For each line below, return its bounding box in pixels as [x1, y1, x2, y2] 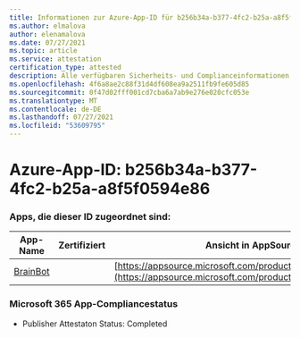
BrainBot [13, 266, 51, 278]
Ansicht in [204, 239, 250, 251]
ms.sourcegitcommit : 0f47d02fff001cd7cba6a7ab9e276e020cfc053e [9, 88, 250, 97]
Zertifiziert [58, 239, 105, 251]
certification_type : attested [9, 63, 122, 72]
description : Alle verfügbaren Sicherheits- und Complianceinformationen [9, 72, 290, 80]
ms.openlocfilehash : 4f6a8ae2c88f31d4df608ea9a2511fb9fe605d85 [9, 80, 250, 89]
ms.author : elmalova [9, 21, 87, 30]
